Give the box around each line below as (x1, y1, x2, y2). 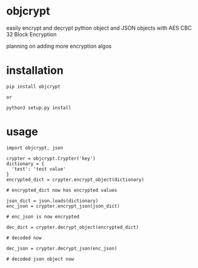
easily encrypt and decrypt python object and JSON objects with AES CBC (6, 24, 192, 31)
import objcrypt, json (6, 145, 63, 151)
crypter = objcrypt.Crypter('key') (6, 155, 96, 162)
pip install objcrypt (6, 83, 61, 90)
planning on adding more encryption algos (6, 42, 112, 50)
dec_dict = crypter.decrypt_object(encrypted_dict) (6, 224, 139, 230)
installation (6, 64, 64, 77)
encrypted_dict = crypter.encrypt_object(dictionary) (6, 177, 145, 183)
